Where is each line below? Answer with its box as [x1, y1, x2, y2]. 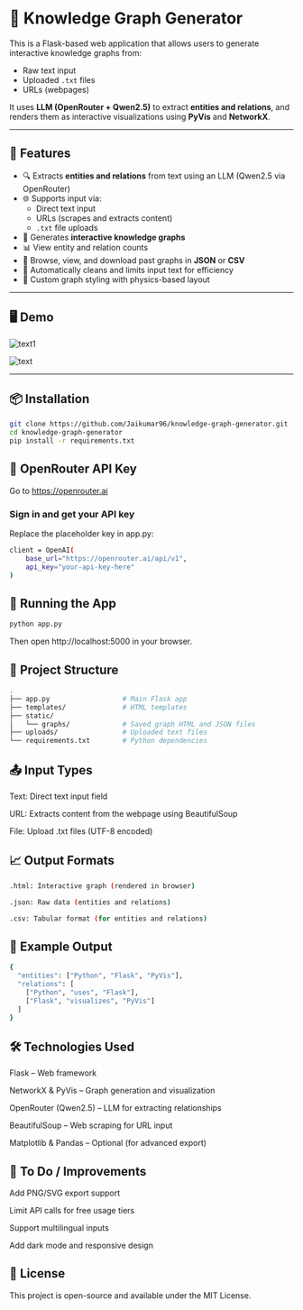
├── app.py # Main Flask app [9, 694, 188, 703]
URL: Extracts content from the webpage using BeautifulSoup [9, 809, 238, 820]
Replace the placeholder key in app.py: [9, 528, 154, 539]
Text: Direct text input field [9, 791, 108, 802]
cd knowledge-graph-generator [9, 428, 124, 437]
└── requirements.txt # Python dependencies [9, 737, 207, 746]
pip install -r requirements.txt [9, 436, 135, 445]
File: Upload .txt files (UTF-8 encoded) [9, 826, 153, 837]
